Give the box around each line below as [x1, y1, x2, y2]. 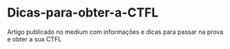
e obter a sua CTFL [7, 35, 62, 43]
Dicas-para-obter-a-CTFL [7, 5, 159, 21]
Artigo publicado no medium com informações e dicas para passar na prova [7, 28, 224, 36]
